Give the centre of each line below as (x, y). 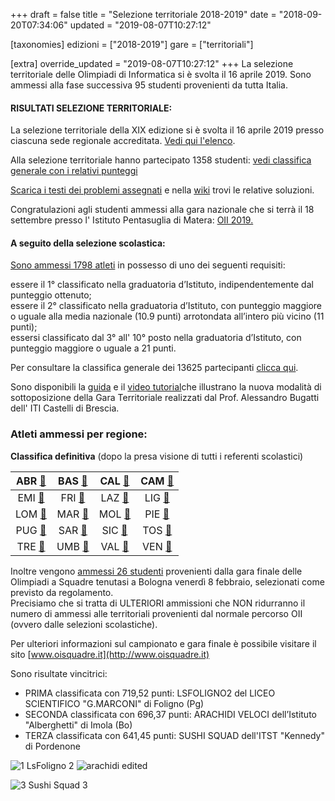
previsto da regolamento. (62, 592)
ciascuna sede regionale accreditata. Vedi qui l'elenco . (123, 141)
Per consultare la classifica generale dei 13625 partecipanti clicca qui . (154, 368)
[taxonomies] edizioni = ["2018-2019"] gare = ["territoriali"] (132, 44)
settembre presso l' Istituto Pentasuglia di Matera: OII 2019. (132, 220)
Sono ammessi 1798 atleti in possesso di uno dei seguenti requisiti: (148, 265)
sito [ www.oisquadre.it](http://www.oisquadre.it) (110, 654)
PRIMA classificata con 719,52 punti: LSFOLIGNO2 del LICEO (150, 693)
